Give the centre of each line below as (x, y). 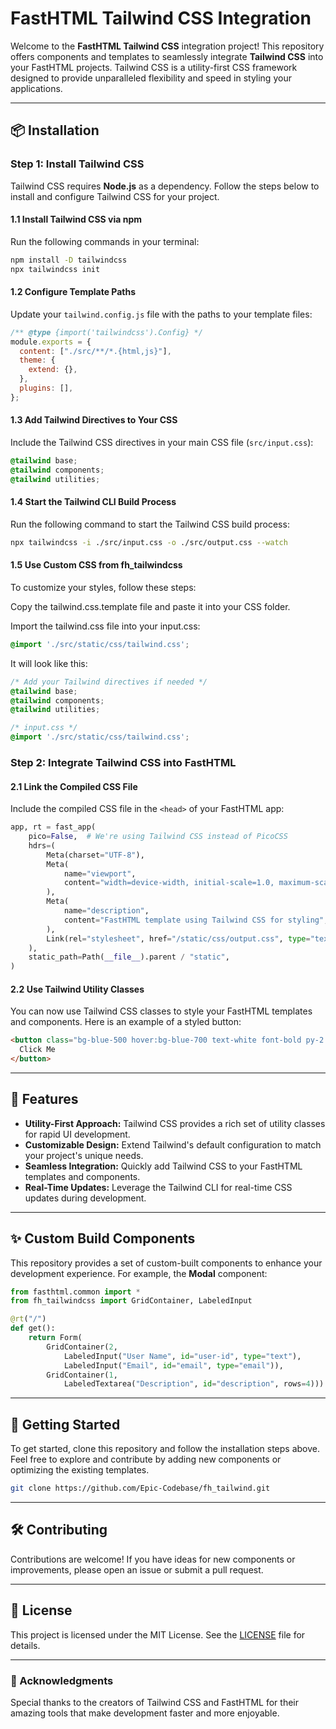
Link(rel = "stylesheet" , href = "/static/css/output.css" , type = (178, 938)
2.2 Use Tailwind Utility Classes (77, 989)
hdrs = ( (42, 845)
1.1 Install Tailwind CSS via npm (76, 219)
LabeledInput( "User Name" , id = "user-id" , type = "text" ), (182, 1356)
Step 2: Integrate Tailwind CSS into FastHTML (123, 762)
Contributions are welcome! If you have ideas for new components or (153, 1559)
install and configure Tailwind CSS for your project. (115, 196)
